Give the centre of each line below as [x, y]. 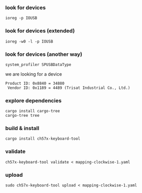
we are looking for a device [34, 74]
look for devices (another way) [44, 54]
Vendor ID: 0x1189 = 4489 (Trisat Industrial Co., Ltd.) [69, 88]
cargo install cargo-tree [32, 111]
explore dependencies [33, 101]
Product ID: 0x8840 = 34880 [35, 83]
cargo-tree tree [22, 116]
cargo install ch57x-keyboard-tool [43, 139]
